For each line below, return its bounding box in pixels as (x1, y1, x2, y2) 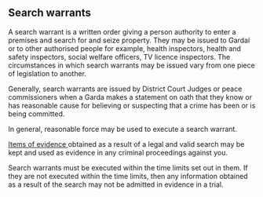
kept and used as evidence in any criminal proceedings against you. (8, 148, 228, 157)
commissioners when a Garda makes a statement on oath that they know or (8, 92, 253, 101)
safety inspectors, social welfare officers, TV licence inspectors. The (8, 52, 231, 61)
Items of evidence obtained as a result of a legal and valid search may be (8, 139, 245, 148)
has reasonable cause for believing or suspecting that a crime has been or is (8, 100, 256, 110)
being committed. (8, 109, 65, 119)
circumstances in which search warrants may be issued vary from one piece (8, 60, 255, 70)
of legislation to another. (8, 68, 87, 78)
